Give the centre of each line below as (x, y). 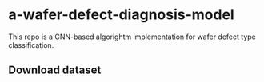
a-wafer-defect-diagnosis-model (121, 15)
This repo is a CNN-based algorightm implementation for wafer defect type (132, 37)
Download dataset (55, 70)
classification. (31, 45)
